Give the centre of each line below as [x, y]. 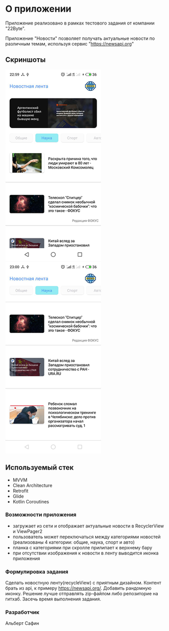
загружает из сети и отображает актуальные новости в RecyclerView [88, 526]
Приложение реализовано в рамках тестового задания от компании [80, 23]
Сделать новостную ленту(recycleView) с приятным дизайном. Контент [83, 583]
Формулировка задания [37, 571]
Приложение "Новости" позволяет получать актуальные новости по [80, 38]
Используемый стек [40, 468]
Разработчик [22, 612]
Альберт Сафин [22, 623]
